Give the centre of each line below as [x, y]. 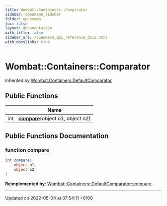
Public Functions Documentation [57, 136]
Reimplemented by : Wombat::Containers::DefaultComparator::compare [78, 184]
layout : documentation [29, 28]
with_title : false [24, 33]
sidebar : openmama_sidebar [33, 14]
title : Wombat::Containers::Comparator [46, 10]
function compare [27, 150]
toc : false [16, 24]
